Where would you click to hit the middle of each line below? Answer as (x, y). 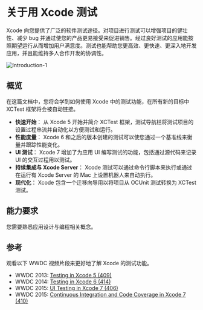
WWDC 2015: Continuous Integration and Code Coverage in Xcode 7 (100, 295)
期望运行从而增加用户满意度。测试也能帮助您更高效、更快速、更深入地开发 (104, 45)
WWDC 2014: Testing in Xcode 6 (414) (63, 282)
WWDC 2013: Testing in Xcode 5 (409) (63, 275)
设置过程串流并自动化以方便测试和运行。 (65, 129)
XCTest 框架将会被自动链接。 (43, 109)
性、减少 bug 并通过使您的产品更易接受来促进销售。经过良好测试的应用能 (97, 38)
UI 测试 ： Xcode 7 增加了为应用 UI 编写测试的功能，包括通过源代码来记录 (106, 152)
